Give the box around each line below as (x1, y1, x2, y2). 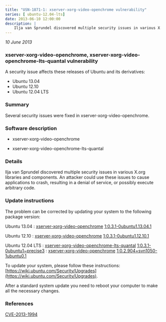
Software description (5, 124, 57, 131)
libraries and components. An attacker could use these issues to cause (5, 174, 150, 180)
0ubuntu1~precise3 (5, 247, 45, 253)
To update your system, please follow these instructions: (5, 262, 120, 268)
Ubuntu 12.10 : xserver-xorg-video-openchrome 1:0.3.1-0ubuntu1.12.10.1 (5, 233, 149, 239)
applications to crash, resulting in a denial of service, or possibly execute (5, 180, 154, 186)
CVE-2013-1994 (5, 311, 38, 317)
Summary (5, 101, 30, 108)
